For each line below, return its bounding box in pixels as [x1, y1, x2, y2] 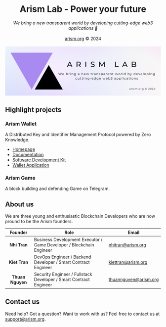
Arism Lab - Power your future [19, 3, 147, 15]
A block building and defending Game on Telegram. [5, 186, 110, 191]
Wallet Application [12, 162, 49, 168]
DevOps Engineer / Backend [34, 254, 91, 260]
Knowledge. [5, 137, 30, 143]
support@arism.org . [5, 316, 46, 322]
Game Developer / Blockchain [34, 241, 95, 248]
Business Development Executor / [34, 236, 103, 242]
